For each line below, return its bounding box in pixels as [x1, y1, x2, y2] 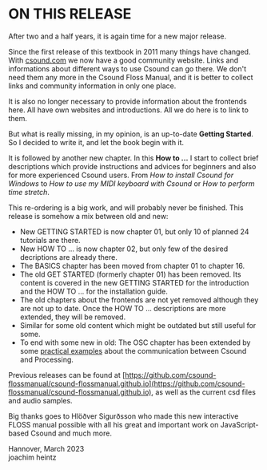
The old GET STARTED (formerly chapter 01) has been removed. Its [19, 269, 241, 279]
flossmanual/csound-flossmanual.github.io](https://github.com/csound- [8, 379, 245, 388]
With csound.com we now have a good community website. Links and [8, 55, 239, 65]
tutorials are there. [19, 235, 82, 245]
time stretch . [8, 187, 50, 197]
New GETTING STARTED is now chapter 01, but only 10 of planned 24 [19, 226, 249, 237]
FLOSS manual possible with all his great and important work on [8, 419, 219, 429]
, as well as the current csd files [151, 387, 256, 397]
